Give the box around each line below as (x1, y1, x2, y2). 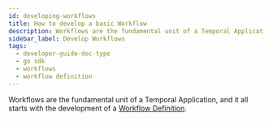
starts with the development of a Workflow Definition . (8, 103, 187, 113)
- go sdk (15, 58, 45, 66)
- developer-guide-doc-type (15, 50, 111, 58)
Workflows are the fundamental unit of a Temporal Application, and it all (8, 94, 249, 104)
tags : (8, 42, 27, 50)
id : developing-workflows (8, 11, 96, 20)
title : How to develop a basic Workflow (8, 19, 148, 28)
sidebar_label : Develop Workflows (8, 34, 126, 43)
